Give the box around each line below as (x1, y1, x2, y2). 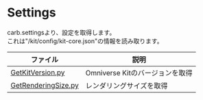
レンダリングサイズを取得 (85, 81, 168, 90)
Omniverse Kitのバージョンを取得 (85, 68, 193, 77)
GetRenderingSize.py (10, 80, 79, 90)
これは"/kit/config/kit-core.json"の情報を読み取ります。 (7, 36, 163, 45)
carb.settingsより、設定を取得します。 (7, 28, 116, 36)
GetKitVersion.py (10, 67, 65, 77)
